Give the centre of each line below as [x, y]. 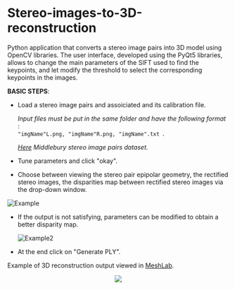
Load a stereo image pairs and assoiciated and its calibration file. [112, 104]
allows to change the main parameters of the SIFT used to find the [103, 62]
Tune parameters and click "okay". [68, 161]
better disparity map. [48, 224]
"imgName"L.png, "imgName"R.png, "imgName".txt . [91, 133]
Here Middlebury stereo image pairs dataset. [83, 147]
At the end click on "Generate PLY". [69, 251]
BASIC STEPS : [28, 91]
